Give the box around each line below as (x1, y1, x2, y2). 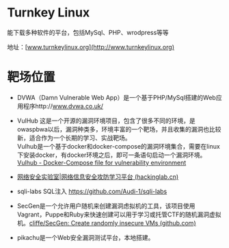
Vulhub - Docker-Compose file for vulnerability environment (16, 158, 187, 166)
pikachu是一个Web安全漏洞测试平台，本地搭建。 (16, 233, 154, 241)
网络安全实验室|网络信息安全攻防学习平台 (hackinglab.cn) (16, 173, 179, 181)
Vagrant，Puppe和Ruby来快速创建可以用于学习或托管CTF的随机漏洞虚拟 (16, 210, 221, 219)
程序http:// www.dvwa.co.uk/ (23, 101, 104, 110)
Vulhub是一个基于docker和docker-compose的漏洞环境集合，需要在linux (16, 142, 220, 150)
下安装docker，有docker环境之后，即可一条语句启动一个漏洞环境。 (16, 151, 206, 159)
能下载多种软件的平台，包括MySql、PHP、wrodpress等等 (7, 28, 169, 36)
